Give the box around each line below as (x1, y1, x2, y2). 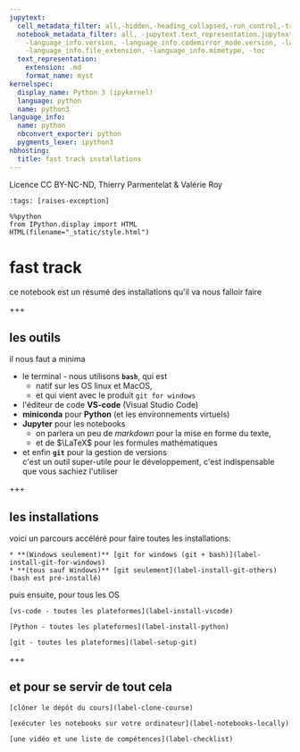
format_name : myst (25, 72, 94, 80)
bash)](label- (208, 551, 262, 560)
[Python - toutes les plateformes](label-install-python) (9, 622, 229, 631)
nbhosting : (9, 146, 50, 155)
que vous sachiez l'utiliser (21, 466, 119, 477)
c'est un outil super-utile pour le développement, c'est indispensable (21, 457, 275, 468)
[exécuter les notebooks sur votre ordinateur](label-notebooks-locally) (9, 719, 290, 728)
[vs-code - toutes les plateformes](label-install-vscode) (9, 607, 234, 616)
